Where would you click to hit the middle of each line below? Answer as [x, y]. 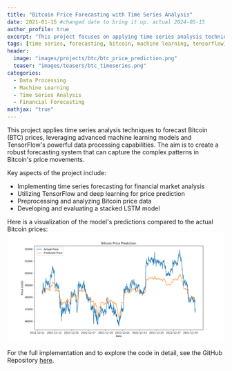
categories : [24, 73]
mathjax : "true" [30, 110]
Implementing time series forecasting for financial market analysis [111, 186]
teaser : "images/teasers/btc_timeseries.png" [80, 66]
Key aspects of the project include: [57, 173]
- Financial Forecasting [49, 102]
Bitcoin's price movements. [46, 160]
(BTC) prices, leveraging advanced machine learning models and [99, 137]
